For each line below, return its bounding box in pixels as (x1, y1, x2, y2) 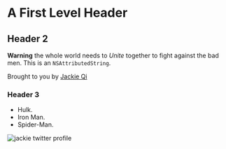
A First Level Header (7, 5, 128, 21)
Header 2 (7, 33, 49, 45)
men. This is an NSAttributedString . (7, 59, 111, 67)
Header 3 (7, 90, 40, 99)
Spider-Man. (17, 120, 54, 129)
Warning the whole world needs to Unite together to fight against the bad (7, 51, 219, 59)
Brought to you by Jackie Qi (7, 72, 87, 80)
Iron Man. (17, 113, 45, 122)
